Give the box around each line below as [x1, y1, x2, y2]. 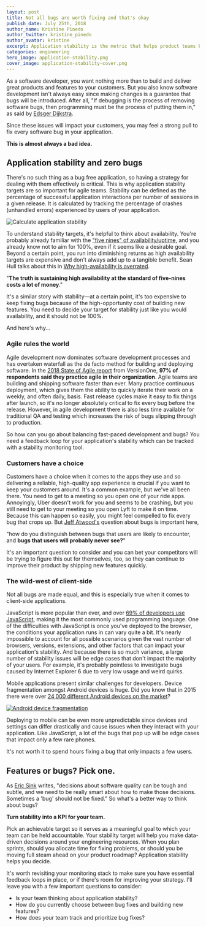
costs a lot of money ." [6, 281, 63, 289]
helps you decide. [6, 858, 51, 865]
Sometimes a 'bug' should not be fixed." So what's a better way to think [6, 795, 188, 803]
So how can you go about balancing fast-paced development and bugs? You [6, 430, 200, 438]
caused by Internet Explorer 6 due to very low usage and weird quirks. [6, 668, 184, 675]
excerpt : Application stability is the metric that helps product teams [6, 44, 196, 50]
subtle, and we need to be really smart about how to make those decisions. [6, 789, 196, 796]
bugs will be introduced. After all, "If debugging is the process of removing [6, 96, 195, 104]
